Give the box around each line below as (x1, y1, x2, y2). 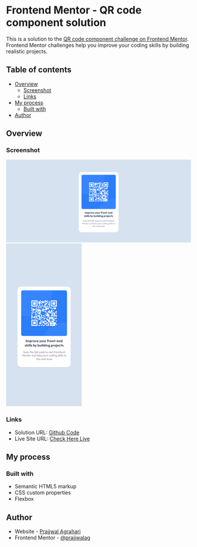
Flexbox (14, 495, 34, 502)
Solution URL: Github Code (14, 429, 80, 436)
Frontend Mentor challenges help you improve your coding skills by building (6, 42, 189, 49)
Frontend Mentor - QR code (6, 4, 142, 17)
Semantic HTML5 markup (14, 483, 77, 490)
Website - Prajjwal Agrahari (14, 528, 81, 535)
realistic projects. (6, 47, 48, 55)
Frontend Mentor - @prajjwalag (14, 534, 91, 541)
